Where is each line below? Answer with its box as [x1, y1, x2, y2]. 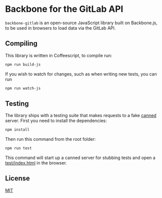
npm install [5, 127, 30, 132]
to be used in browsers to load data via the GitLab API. [5, 25, 116, 31]
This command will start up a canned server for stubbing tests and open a [5, 155, 156, 161]
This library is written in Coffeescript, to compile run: [5, 52, 113, 58]
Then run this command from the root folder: [5, 136, 96, 142]
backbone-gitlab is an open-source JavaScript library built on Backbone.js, [5, 20, 158, 26]
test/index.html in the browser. [5, 160, 67, 166]
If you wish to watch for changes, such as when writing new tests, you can [5, 71, 157, 77]
